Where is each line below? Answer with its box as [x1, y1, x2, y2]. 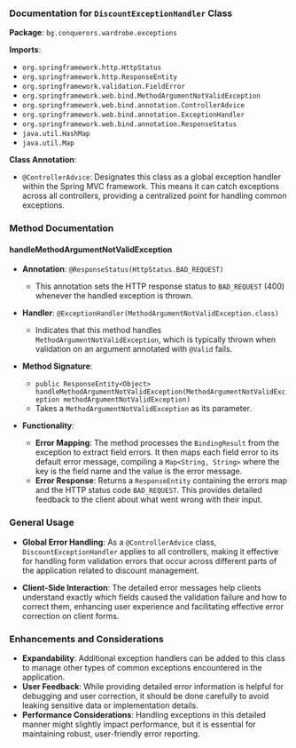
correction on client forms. [21, 610, 120, 621]
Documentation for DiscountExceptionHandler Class [9, 7, 233, 20]
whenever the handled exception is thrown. [35, 290, 193, 301]
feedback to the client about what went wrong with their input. [35, 494, 263, 505]
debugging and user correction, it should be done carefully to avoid [21, 691, 269, 702]
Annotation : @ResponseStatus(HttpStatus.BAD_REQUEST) [21, 264, 224, 275]
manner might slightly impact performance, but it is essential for [21, 719, 256, 730]
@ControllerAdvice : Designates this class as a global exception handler [21, 171, 282, 182]
